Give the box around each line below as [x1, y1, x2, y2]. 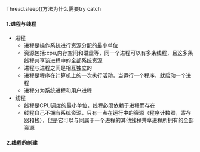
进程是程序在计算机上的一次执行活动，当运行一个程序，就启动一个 [23, 72, 186, 79]
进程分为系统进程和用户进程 [23, 87, 93, 94]
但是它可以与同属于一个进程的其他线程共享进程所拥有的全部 [47, 117, 194, 124]
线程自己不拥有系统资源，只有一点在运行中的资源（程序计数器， [23, 110, 181, 117]
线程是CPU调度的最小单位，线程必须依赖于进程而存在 [23, 102, 156, 109]
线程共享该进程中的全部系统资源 [23, 57, 103, 64]
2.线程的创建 [6, 139, 38, 146]
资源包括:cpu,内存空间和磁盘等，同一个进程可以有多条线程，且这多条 [23, 50, 193, 57]
